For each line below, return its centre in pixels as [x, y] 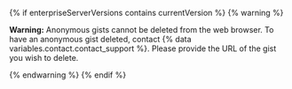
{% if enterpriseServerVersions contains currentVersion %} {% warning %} [146, 13]
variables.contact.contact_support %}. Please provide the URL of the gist [143, 48]
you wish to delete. [44, 58]
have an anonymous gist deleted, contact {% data [101, 39]
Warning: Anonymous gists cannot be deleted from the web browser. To [142, 30]
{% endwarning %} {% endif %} [68, 75]
